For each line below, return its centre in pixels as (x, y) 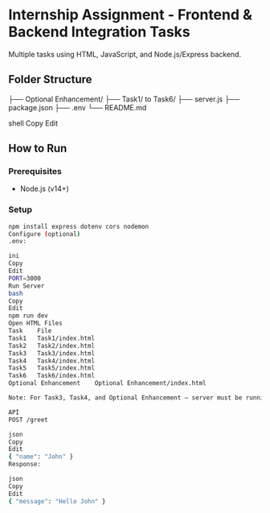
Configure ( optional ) (45, 234)
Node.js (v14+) (45, 189)
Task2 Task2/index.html (51, 345)
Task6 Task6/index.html (51, 376)
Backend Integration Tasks (99, 32)
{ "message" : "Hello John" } (57, 501)
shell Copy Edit (33, 123)
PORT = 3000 (25, 278)
